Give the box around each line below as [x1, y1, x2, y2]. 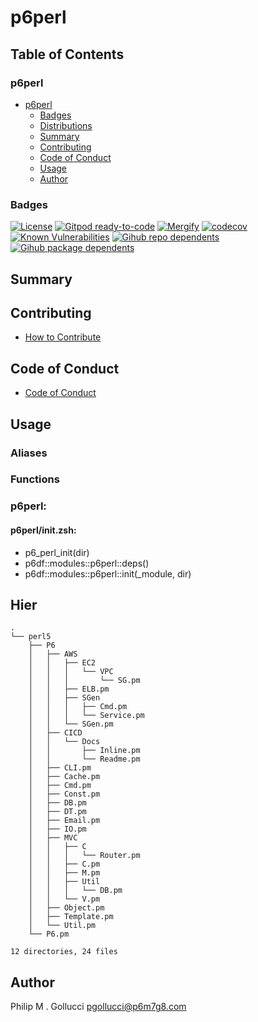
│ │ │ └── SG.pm [28, 676, 141, 686]
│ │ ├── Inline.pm [28, 746, 141, 756]
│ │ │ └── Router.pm [28, 851, 141, 861]
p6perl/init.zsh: [10, 524, 77, 536]
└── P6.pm [28, 929, 70, 940]
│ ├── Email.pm [28, 816, 101, 826]
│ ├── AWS [28, 649, 78, 660]
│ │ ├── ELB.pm [28, 684, 110, 695]
